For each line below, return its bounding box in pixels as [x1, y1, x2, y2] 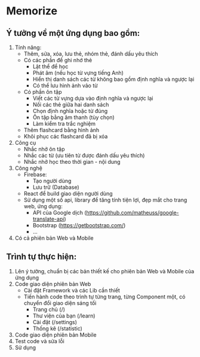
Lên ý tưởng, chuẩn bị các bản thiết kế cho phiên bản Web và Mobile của [14, 267, 195, 274]
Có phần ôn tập [23, 89, 62, 95]
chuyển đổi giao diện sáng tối [23, 299, 97, 306]
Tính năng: [14, 44, 42, 51]
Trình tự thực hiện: [6, 252, 77, 262]
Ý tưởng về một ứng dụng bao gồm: [6, 28, 140, 38]
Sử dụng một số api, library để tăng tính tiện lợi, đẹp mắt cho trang [23, 196, 187, 203]
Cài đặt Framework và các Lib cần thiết [23, 286, 121, 294]
